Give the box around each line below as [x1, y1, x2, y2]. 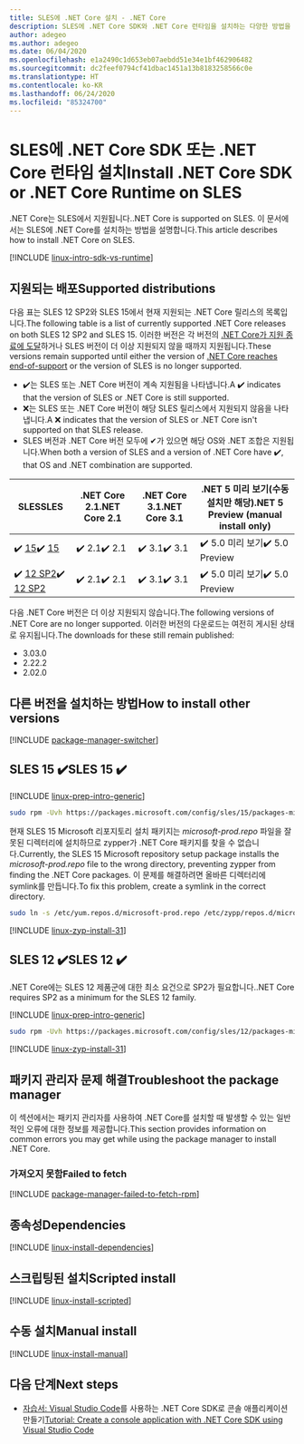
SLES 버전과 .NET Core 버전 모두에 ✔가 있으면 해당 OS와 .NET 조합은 [22, 435, 271, 446]
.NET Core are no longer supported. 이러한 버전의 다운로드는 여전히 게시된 [9, 619, 278, 629]
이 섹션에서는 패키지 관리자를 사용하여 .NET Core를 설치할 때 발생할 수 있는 [9, 1112, 274, 1123]
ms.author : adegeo [9, 38, 79, 48]
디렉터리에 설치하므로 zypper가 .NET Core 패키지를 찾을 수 [25, 836, 236, 848]
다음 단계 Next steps [9, 1377, 119, 1392]
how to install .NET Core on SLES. [9, 235, 136, 246]
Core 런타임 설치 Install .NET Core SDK [9, 162, 293, 182]
